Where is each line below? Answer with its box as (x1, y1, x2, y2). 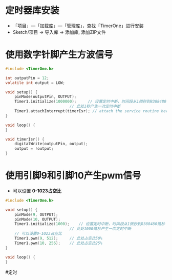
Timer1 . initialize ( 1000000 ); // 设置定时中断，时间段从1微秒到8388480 (14, 99, 166, 104)
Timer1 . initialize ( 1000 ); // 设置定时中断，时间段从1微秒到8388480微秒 (14, 222, 165, 227)
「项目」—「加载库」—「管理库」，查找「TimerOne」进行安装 (12, 23, 144, 29)
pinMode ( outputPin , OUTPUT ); (14, 94, 77, 99)
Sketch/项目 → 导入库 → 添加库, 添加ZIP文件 (12, 29, 106, 35)
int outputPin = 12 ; (5, 75, 50, 81)
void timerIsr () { (5, 136, 45, 142)
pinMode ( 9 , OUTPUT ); (14, 212, 58, 217)
